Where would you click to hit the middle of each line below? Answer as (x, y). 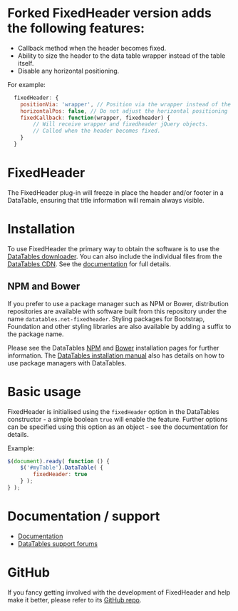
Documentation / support (84, 516)
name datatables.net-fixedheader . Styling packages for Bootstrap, (106, 318)
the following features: (76, 28)
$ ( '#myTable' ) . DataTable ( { (62, 468)
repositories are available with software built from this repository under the (117, 311)
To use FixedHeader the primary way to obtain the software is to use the (113, 248)
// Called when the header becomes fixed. (97, 131)
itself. (26, 63)
